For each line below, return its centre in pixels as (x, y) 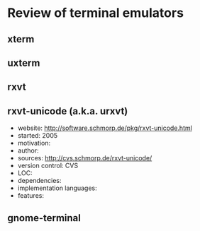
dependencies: (39, 181)
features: (31, 196)
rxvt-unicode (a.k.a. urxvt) (68, 111)
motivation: (34, 143)
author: (28, 150)
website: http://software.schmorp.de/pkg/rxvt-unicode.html (105, 128)
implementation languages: (57, 188)
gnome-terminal (44, 218)
